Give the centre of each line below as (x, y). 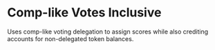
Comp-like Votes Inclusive (84, 13)
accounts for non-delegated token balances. (71, 38)
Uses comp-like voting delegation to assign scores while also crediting (108, 32)
